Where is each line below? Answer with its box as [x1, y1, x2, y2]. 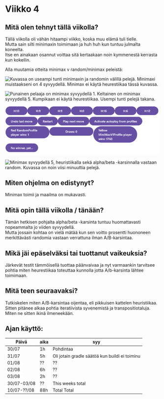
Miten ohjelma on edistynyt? [5, 179, 94, 187]
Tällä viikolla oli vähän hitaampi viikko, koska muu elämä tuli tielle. [5, 36, 137, 42]
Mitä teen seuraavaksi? [5, 287, 78, 295]
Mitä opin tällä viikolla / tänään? [5, 206, 104, 215]
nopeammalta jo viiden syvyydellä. [5, 224, 75, 230]
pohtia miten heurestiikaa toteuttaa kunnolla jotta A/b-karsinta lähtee [5, 267, 144, 273]
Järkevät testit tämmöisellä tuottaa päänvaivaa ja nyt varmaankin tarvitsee [5, 262, 155, 268]
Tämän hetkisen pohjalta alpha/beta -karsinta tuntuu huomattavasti [5, 219, 141, 225]
